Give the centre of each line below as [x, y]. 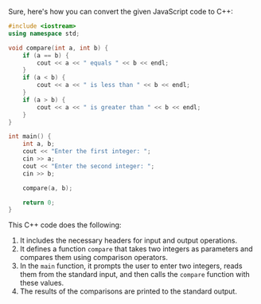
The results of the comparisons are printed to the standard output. [128, 291]
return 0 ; [39, 203]
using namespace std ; [44, 34]
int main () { [30, 136]
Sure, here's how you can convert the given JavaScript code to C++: [121, 12]
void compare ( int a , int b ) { [58, 48]
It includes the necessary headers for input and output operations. [128, 241]
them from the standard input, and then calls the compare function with [135, 274]
